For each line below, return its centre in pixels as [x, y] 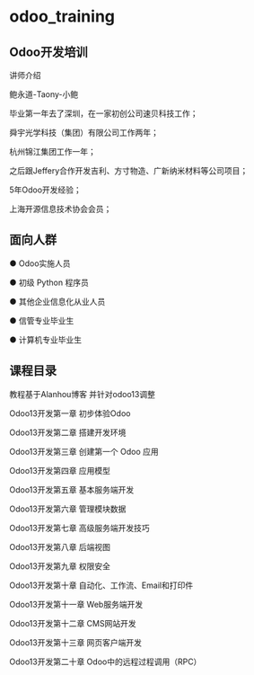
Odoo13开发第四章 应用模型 [60, 470]
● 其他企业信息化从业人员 [57, 301]
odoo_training [62, 17]
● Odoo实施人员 [40, 263]
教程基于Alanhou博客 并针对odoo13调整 [82, 394]
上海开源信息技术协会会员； [61, 209]
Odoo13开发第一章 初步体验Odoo [70, 413]
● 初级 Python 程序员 [49, 282]
